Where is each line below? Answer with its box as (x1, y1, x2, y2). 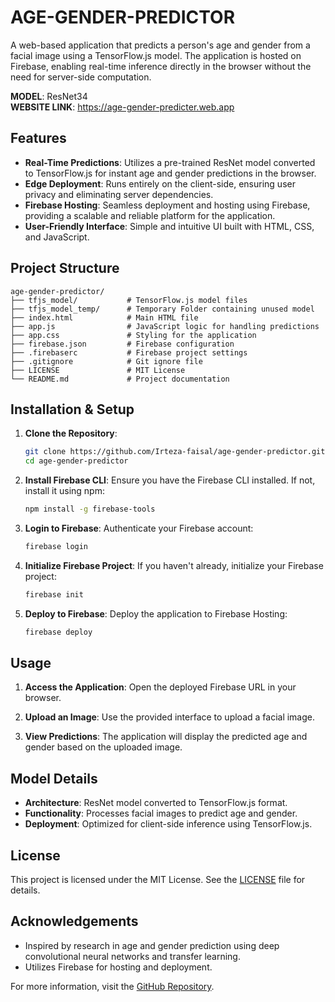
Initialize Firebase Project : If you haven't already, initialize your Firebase (24, 559, 324, 571)
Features (10, 130, 67, 147)
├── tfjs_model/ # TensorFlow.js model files (10, 295, 248, 305)
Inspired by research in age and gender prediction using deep (24, 939, 280, 951)
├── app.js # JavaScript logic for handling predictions (10, 321, 320, 331)
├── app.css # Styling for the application (10, 330, 257, 340)
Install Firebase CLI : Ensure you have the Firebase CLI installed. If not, (24, 474, 316, 486)
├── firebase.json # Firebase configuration (10, 339, 235, 349)
